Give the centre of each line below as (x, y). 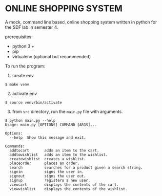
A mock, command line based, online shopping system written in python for (81, 22)
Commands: (15, 146)
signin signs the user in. (47, 172)
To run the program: (25, 66)
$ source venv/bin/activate (34, 102)
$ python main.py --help (30, 120)
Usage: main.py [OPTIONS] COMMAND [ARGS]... (51, 125)
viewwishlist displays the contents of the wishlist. (69, 189)
